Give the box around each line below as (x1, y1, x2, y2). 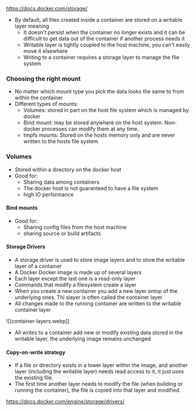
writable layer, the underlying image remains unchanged (14, 335, 151, 342)
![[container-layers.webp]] (6, 318, 70, 325)
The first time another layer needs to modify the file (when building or (14, 380, 183, 388)
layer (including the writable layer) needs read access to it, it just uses (14, 368, 184, 375)
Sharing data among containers (23, 178, 100, 186)
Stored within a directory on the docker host (14, 166, 121, 173)
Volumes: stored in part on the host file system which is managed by (23, 107, 189, 114)
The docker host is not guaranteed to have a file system (23, 184, 158, 191)
